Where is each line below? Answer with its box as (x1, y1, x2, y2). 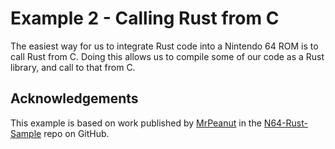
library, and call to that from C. (10, 61, 136, 73)
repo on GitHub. (43, 127, 110, 139)
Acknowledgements (10, 90, 139, 107)
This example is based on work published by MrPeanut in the (10, 117, 262, 129)
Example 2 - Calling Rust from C (10, 7, 280, 30)
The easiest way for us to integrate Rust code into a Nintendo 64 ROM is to (10, 40, 319, 52)
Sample (10, 127, 42, 139)
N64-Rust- (263, 117, 308, 129)
